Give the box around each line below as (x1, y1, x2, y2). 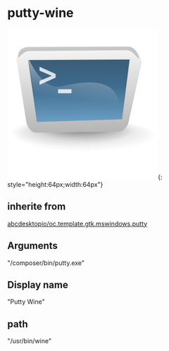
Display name (7, 278, 68, 290)
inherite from (7, 201, 66, 213)
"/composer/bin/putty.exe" (7, 259, 85, 267)
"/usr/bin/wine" (7, 337, 51, 345)
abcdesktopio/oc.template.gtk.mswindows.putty (7, 219, 148, 228)
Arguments (7, 240, 58, 252)
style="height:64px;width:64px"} (7, 180, 104, 188)
